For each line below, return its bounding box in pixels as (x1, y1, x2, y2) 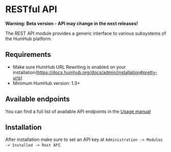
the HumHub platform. (5, 36, 53, 42)
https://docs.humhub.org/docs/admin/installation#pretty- (37, 69, 158, 75)
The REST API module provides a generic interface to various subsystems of (5, 30, 166, 36)
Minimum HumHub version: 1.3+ (12, 80, 81, 86)
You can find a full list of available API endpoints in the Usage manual (5, 108, 151, 114)
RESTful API (5, 4, 57, 15)
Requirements (5, 50, 51, 59)
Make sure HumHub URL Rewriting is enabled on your (12, 64, 126, 70)
